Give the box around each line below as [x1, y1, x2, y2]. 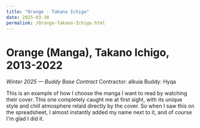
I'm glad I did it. [6, 115, 44, 123]
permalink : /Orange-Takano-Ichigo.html [6, 20, 106, 26]
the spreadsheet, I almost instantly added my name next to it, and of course [6, 109, 192, 116]
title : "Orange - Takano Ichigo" [6, 8, 90, 15]
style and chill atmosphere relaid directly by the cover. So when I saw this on [6, 102, 195, 109]
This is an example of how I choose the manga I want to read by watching [6, 90, 187, 97]
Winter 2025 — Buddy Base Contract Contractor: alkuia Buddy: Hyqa [6, 78, 176, 86]
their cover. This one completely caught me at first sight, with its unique [6, 96, 183, 103]
